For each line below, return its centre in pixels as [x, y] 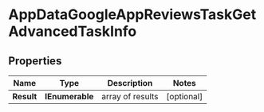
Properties [35, 61]
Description [130, 83]
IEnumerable [69, 97]
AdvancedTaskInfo [73, 31]
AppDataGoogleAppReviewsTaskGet [132, 15]
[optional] [185, 97]
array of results [130, 97]
